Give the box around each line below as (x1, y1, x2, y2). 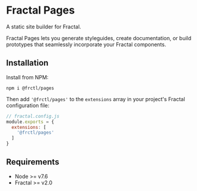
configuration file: (6, 102, 49, 109)
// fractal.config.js (6, 113, 60, 119)
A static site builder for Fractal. (6, 23, 81, 30)
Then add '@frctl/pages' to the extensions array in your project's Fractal (6, 95, 185, 102)
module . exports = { (6, 119, 55, 125)
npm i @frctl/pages (6, 85, 55, 91)
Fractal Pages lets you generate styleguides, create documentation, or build (6, 34, 192, 41)
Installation (6, 58, 49, 68)
